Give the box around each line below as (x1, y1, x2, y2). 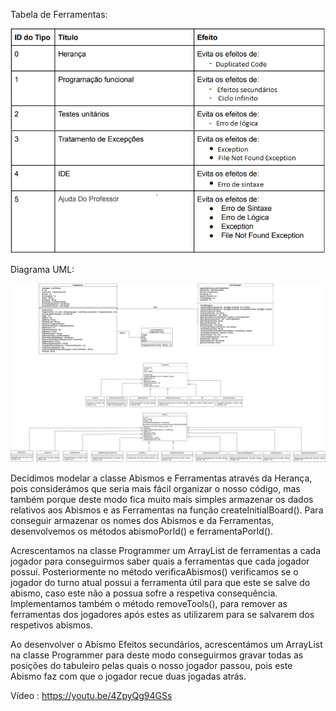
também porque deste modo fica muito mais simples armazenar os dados (10, 493, 314, 505)
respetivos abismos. (10, 619, 93, 631)
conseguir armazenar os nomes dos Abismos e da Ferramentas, (10, 514, 275, 526)
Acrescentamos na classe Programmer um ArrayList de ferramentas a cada (10, 544, 322, 556)
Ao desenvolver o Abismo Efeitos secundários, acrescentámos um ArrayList (10, 638, 323, 650)
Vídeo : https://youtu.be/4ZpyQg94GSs (10, 689, 173, 701)
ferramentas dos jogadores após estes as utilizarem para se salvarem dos (10, 608, 315, 620)
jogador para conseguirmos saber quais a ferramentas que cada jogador (10, 555, 310, 567)
